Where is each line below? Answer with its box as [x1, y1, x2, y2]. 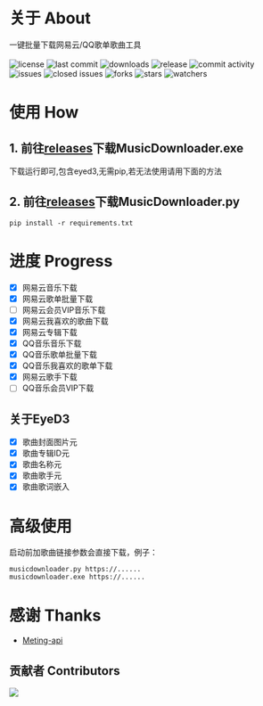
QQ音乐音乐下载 [21, 338, 82, 349]
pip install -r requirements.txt [9, 218, 134, 227]
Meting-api [21, 635, 63, 646]
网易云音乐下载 [21, 282, 78, 292]
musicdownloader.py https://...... [9, 565, 142, 574]
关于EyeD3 [9, 411, 70, 426]
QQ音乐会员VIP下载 [21, 382, 95, 393]
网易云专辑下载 [21, 326, 78, 337]
